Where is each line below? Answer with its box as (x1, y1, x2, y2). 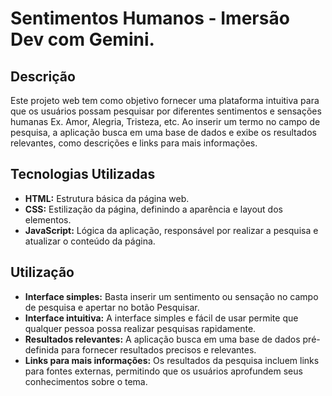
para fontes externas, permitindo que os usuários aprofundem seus (24, 365, 303, 377)
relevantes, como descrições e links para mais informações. (10, 137, 258, 149)
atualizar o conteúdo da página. (24, 235, 156, 247)
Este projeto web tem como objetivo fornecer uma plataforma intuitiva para (10, 95, 320, 106)
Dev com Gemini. (10, 28, 155, 51)
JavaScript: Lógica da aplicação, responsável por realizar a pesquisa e (24, 224, 319, 236)
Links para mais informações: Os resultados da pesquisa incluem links (24, 354, 320, 366)
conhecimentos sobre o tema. (24, 375, 148, 387)
